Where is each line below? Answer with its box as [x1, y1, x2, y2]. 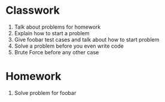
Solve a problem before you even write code [14, 42, 124, 50]
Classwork [5, 4, 60, 17]
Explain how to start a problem [14, 29, 90, 36]
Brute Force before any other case [14, 48, 99, 55]
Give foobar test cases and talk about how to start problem [14, 36, 160, 43]
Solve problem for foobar [14, 89, 77, 96]
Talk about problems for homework [14, 23, 101, 30]
